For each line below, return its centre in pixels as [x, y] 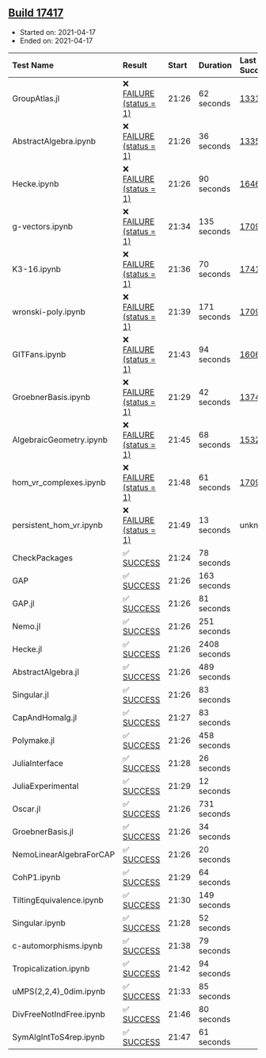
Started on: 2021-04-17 [58, 32]
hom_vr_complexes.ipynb [59, 482]
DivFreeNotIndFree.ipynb [59, 1014]
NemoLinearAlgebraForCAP [64, 854]
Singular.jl [30, 694]
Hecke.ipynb [36, 183]
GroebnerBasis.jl [43, 831]
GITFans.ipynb [39, 354]
